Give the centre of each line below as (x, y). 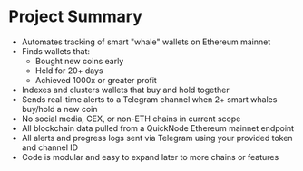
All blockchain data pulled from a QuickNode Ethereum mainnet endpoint (158, 128)
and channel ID (50, 147)
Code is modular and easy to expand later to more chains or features (150, 157)
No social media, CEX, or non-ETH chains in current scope (131, 119)
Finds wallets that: (55, 51)
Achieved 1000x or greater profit (96, 80)
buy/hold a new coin (59, 109)
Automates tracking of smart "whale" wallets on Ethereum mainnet (146, 42)
